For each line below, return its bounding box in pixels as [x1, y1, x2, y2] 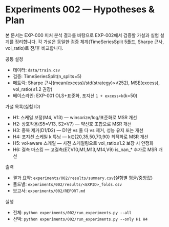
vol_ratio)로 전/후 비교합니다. [5, 45, 64, 51]
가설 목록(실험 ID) [5, 103, 41, 109]
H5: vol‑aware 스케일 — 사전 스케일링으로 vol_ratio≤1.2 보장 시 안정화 [12, 140, 154, 146]
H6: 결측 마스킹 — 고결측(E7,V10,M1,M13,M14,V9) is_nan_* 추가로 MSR [12, 146, 158, 153]
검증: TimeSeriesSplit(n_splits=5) [12, 73, 82, 79]
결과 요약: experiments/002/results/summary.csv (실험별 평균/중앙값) [12, 175, 153, 181]
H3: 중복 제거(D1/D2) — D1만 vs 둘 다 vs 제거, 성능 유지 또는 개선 [12, 127, 144, 133]
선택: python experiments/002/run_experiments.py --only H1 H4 [12, 216, 148, 222]
